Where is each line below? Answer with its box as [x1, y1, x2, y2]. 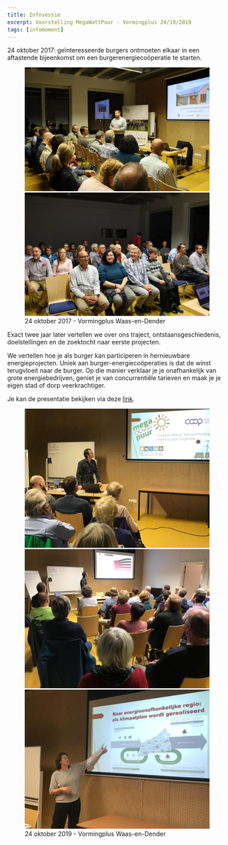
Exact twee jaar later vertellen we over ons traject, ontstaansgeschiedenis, [7, 330, 221, 339]
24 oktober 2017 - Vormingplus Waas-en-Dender [24, 317, 166, 326]
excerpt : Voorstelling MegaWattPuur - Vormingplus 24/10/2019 [7, 18, 192, 26]
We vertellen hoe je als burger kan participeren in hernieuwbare [7, 351, 190, 360]
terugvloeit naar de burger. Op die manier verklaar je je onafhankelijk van [7, 366, 217, 375]
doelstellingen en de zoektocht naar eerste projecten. [7, 338, 161, 347]
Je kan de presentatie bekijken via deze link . [7, 395, 135, 403]
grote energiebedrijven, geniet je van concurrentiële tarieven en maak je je [7, 374, 221, 382]
